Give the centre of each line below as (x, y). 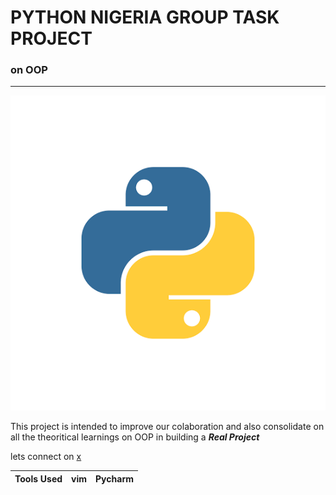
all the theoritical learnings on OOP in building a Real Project (135, 437)
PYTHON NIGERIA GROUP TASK (145, 17)
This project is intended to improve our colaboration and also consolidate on (167, 427)
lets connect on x (46, 457)
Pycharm (114, 478)
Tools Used (38, 478)
